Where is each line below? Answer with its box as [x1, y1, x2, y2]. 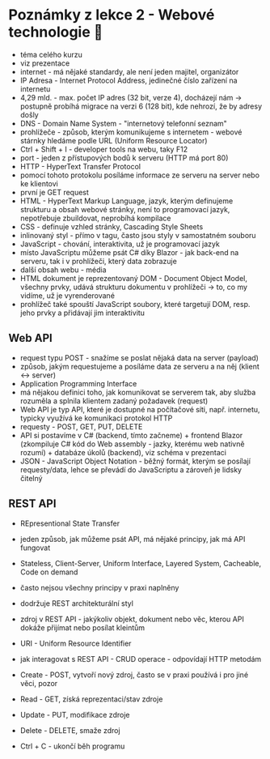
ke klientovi [19, 178, 58, 188]
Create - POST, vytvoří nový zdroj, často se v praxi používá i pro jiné [19, 670, 249, 680]
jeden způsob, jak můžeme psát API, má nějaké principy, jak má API [19, 534, 246, 544]
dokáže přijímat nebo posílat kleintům [19, 622, 146, 633]
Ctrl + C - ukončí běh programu [19, 741, 125, 751]
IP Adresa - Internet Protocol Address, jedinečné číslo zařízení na [19, 75, 238, 85]
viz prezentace [19, 58, 70, 68]
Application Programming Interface [19, 378, 137, 388]
